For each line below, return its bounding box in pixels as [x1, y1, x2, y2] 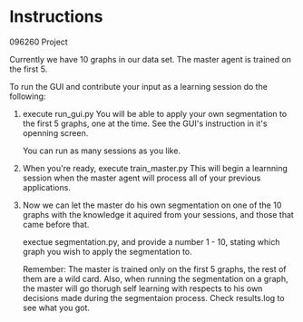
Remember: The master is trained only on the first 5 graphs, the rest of [22, 263, 287, 274]
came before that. [22, 219, 90, 229]
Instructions [9, 6, 103, 27]
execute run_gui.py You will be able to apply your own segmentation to [22, 108, 288, 119]
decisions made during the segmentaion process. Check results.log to [22, 292, 285, 303]
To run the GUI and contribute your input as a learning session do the [9, 81, 268, 92]
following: [9, 91, 46, 102]
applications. [22, 181, 71, 192]
